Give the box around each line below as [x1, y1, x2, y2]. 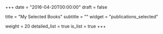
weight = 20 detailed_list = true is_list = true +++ [5, 23, 106, 29]
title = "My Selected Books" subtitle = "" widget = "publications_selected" [5, 14, 158, 19]
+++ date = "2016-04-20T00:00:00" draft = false [5, 4, 107, 10]
